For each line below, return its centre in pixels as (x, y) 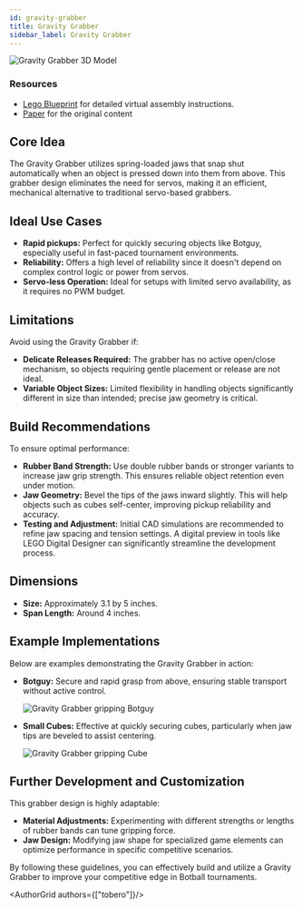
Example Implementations (85, 642)
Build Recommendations (80, 426)
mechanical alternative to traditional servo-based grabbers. (120, 192)
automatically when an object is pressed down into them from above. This (147, 173)
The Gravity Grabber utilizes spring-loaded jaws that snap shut (127, 163)
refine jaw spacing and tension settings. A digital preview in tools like (151, 533)
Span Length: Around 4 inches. (82, 613)
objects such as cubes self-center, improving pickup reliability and (147, 504)
